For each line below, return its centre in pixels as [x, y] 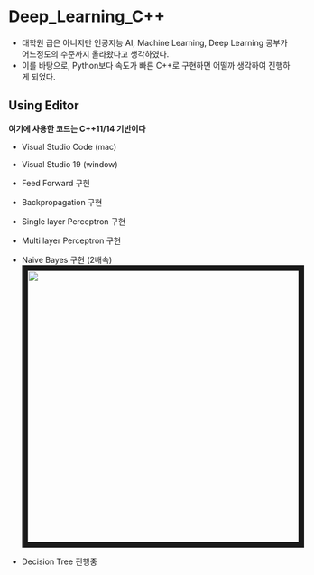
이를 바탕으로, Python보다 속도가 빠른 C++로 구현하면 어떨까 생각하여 [144, 65]
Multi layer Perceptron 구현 [71, 240]
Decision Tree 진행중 [60, 561]
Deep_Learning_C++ [87, 17]
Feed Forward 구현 [56, 183]
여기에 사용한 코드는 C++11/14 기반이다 [77, 128]
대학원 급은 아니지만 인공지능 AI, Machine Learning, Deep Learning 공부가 [154, 42]
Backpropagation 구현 [62, 202]
